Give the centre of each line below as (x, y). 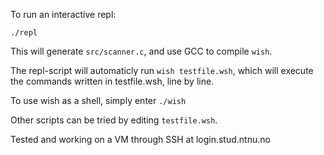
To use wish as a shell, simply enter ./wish (98, 100)
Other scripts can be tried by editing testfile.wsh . (114, 120)
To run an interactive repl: (63, 14)
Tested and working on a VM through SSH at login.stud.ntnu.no (140, 139)
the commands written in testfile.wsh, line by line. (112, 81)
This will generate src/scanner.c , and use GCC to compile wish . (141, 51)
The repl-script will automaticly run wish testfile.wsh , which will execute (162, 70)
